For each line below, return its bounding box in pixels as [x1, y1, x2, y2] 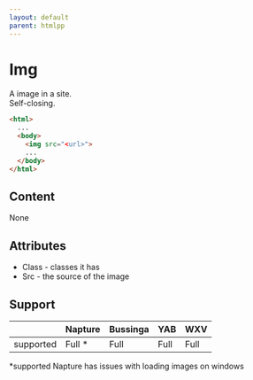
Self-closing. [9, 98, 56, 109]
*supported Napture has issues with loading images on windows [9, 361, 245, 371]
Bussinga [109, 323, 149, 335]
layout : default [9, 12, 69, 22]
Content [9, 189, 56, 204]
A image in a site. [9, 89, 73, 99]
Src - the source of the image [21, 271, 130, 282]
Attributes [9, 238, 66, 253]
